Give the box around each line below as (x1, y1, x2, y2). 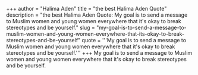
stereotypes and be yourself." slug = (6, 24, 95, 31)
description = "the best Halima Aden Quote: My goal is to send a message (6, 11, 188, 18)
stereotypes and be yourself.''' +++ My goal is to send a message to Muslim (6, 49, 193, 56)
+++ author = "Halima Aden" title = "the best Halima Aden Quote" (6, 5, 167, 12)
